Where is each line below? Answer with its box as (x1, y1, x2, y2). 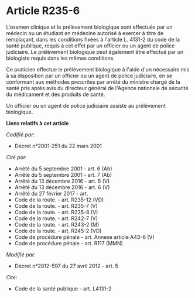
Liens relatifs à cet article (6, 119, 69, 126)
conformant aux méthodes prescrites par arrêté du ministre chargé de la (6, 78, 180, 85)
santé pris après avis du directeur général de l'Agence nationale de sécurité (6, 84, 189, 91)
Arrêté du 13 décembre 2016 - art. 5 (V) (14, 177, 110, 184)
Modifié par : (6, 251, 36, 258)
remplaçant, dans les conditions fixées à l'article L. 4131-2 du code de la (6, 36, 180, 43)
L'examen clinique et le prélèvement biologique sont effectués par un (6, 23, 173, 30)
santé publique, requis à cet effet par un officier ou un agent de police (6, 42, 175, 49)
